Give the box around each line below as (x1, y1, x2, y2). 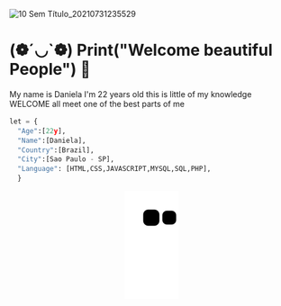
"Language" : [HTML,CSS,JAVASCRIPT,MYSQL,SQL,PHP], (17, 165, 212, 174)
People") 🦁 (9, 59, 92, 80)
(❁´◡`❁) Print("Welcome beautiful (9, 40, 273, 60)
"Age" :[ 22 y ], (17, 126, 67, 135)
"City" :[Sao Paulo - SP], (17, 155, 115, 164)
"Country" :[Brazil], (17, 145, 95, 155)
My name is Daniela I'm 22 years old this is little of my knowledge (9, 88, 252, 99)
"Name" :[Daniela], (17, 136, 87, 145)
